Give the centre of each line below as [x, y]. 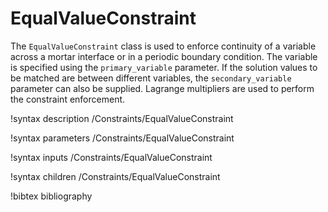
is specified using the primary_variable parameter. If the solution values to [164, 67]
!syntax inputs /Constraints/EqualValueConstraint [111, 157]
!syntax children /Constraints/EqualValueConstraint [115, 176]
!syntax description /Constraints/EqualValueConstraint [122, 118]
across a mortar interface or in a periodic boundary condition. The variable [164, 56]
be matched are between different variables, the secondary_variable [151, 78]
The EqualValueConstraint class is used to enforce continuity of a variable [163, 46]
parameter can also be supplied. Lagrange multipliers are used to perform [162, 88]
